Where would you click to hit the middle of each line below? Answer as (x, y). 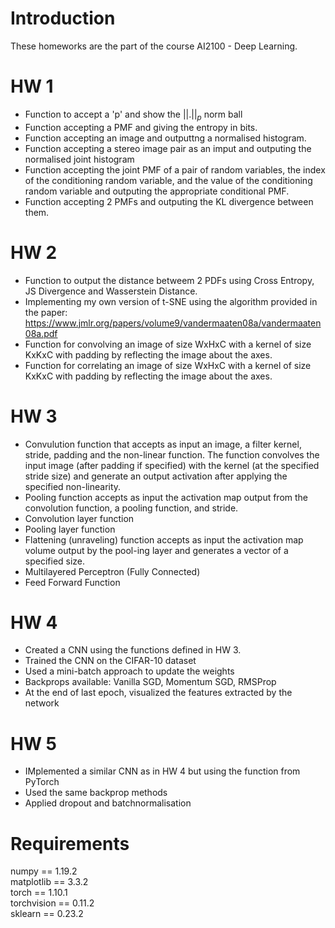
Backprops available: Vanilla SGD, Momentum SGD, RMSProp (150, 682)
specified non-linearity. (73, 486)
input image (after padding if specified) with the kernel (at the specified (172, 465)
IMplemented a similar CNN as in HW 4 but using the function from (162, 771)
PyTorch (42, 782)
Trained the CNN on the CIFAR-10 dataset (110, 661)
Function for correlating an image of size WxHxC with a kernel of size (168, 365)
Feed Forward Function (72, 582)
